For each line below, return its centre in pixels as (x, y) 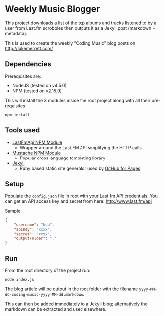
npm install (17, 115)
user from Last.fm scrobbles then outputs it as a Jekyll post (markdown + (80, 28)
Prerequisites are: (23, 76)
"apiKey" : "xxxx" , (33, 230)
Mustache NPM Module (37, 153)
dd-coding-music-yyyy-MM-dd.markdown (44, 295)
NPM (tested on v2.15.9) (37, 91)
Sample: (14, 211)
